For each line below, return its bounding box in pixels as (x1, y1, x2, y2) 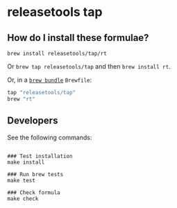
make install (7, 159, 45, 166)
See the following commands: (7, 133, 92, 141)
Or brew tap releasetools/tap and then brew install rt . (7, 62, 171, 70)
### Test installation (7, 153, 73, 159)
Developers (7, 115, 58, 127)
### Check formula (7, 189, 60, 196)
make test (7, 177, 36, 184)
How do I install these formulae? (7, 32, 149, 44)
